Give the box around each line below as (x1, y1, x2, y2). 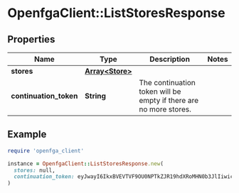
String (85, 91, 107, 101)
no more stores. (138, 104, 192, 114)
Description (149, 55, 191, 64)
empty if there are (138, 96, 199, 105)
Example (7, 128, 47, 140)
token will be (138, 87, 181, 96)
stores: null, (14, 167, 55, 174)
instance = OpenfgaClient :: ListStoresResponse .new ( (7, 160, 164, 167)
